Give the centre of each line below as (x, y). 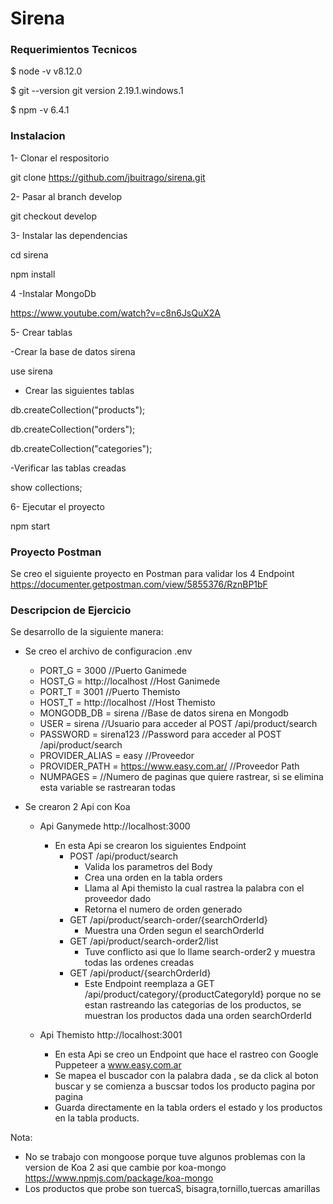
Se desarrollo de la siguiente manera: (87, 632)
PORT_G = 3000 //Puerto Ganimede (113, 671)
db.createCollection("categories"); (81, 448)
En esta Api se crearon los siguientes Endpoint (150, 846)
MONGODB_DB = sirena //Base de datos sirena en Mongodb (164, 713)
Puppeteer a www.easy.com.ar (118, 1065)
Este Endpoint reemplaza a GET (149, 984)
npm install (33, 274)
